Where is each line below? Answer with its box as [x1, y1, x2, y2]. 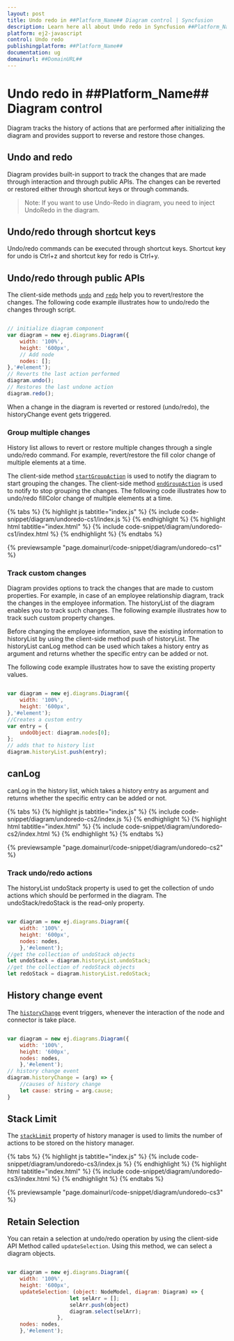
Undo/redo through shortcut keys [7, 226, 156, 237]
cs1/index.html [7, 530, 49, 538]
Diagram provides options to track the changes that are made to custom [7, 584, 214, 592]
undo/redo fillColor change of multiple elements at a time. [7, 494, 173, 503]
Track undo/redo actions [7, 867, 93, 877]
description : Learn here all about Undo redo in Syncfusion [7, 23, 186, 30]
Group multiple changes [7, 427, 91, 437]
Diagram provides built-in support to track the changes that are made [7, 170, 207, 178]
